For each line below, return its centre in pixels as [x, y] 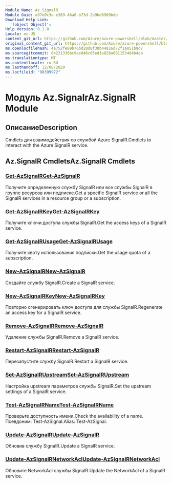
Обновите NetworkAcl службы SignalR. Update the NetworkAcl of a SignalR [85, 470]
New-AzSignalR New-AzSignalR [45, 271]
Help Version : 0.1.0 [27, 29]
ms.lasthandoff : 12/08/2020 [35, 67]
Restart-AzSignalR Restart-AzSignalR [52, 350]
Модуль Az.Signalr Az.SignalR [71, 98]
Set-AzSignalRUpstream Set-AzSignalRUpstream [67, 375]
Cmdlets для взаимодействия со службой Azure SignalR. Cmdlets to [78, 140]
